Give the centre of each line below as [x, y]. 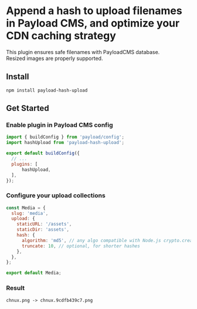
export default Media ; [34, 273]
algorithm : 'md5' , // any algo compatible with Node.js [91, 240]
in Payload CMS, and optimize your [93, 23]
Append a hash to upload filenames [94, 11]
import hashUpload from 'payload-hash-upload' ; [65, 143]
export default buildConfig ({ [43, 153]
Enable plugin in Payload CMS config [60, 125]
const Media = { [26, 208]
